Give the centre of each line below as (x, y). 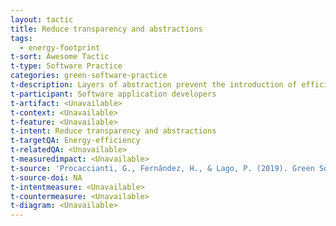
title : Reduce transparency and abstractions (106, 29)
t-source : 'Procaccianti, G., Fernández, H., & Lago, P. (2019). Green (162, 168)
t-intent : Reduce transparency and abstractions (113, 131)
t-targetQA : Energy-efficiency (75, 141)
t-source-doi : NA (46, 177)
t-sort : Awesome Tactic (60, 57)
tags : (21, 38)
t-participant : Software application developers (113, 94)
